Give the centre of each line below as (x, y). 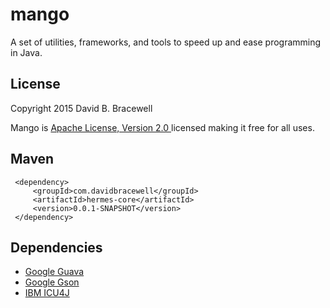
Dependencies (56, 247)
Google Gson (52, 282)
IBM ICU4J (47, 293)
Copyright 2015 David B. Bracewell (81, 108)
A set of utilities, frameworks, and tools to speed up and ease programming (166, 42)
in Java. (26, 52)
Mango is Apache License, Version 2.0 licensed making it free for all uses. (162, 127)
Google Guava (54, 272)
